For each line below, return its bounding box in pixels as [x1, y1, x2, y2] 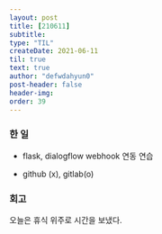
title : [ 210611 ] [9, 22, 70, 31]
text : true [9, 64, 50, 73]
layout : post [9, 13, 58, 22]
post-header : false [9, 80, 83, 89]
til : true [9, 55, 47, 64]
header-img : [9, 88, 54, 97]
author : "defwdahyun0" [9, 72, 94, 81]
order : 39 [9, 96, 47, 106]
